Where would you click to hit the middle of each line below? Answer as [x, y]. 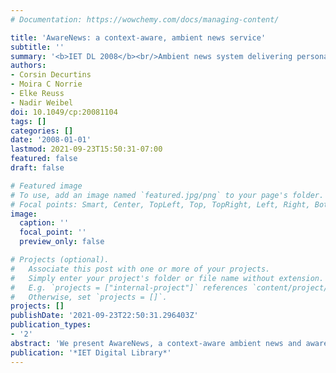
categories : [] [42, 131]
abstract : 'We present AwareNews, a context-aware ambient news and [156, 343]
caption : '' [44, 223]
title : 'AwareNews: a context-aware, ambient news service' [138, 37]
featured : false [44, 159]
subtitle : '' [37, 47]
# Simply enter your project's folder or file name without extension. [167, 278]
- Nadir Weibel [42, 102]
